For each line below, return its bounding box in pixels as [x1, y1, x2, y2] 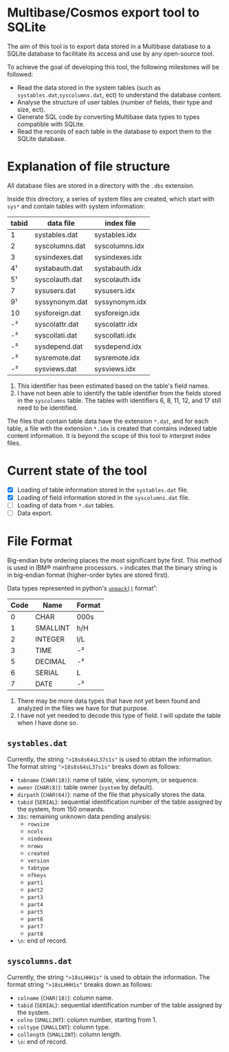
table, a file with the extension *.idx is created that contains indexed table [7, 424, 217, 432]
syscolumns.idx [94, 241, 145, 250]
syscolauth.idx [94, 274, 141, 284]
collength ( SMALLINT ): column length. [17, 1030, 122, 1038]
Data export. [17, 509, 53, 517]
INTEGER [35, 635, 65, 644]
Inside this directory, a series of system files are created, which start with [7, 195, 215, 203]
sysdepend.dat [34, 342, 83, 351]
